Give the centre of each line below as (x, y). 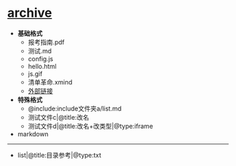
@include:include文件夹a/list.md (74, 108)
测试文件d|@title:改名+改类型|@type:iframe (90, 126)
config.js (41, 58)
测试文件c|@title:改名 (58, 117)
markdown (33, 134)
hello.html (42, 66)
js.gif (35, 74)
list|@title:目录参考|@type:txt (59, 155)
